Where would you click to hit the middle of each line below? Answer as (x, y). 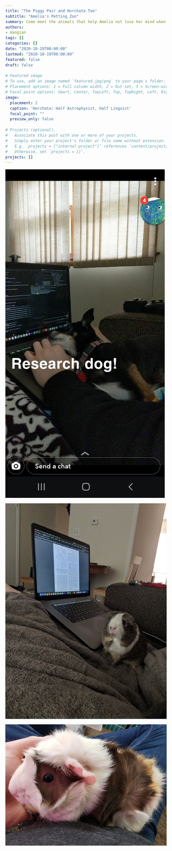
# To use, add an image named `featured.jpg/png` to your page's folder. (86, 81)
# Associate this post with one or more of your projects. (72, 136)
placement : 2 (24, 103)
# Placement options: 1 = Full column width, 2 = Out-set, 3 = (74, 87)
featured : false (23, 60)
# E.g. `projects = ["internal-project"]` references (66, 146)
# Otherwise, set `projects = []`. (46, 151)
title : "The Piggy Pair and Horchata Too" (51, 11)
